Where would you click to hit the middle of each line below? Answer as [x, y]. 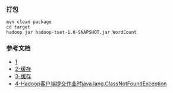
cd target [18, 27]
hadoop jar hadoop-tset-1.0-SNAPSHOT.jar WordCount [71, 33]
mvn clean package [29, 22]
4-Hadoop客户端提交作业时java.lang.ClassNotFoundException [91, 84]
